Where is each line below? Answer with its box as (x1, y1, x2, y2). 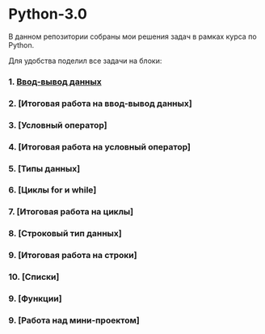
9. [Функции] (8, 293, 62, 304)
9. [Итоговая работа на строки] (8, 250, 137, 261)
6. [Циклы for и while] (8, 184, 97, 196)
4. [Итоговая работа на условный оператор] (8, 141, 191, 152)
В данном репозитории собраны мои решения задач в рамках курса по (8, 32, 257, 41)
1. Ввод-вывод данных (8, 76, 103, 87)
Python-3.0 (8, 5, 87, 23)
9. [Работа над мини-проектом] (8, 315, 140, 326)
